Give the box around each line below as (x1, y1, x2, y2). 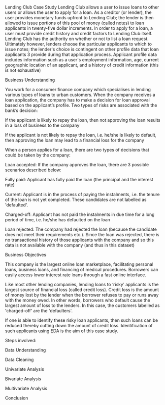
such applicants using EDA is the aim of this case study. (5, 328, 119, 334)
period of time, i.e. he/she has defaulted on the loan (5, 217, 110, 222)
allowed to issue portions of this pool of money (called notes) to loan (5, 20, 144, 26)
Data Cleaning (5, 356, 34, 362)
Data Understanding (5, 347, 46, 353)
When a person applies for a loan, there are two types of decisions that (5, 147, 149, 152)
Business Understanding (5, 77, 55, 83)
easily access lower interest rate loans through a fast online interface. (5, 272, 146, 278)
